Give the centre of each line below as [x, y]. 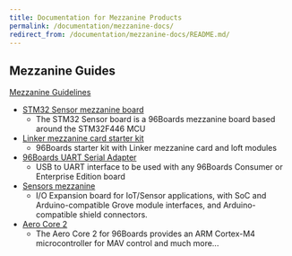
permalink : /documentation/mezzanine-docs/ [92, 26]
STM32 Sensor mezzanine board [83, 110]
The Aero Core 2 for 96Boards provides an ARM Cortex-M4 [145, 234]
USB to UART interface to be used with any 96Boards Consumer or [159, 167]
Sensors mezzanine [59, 186]
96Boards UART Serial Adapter [79, 157]
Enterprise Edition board [80, 177]
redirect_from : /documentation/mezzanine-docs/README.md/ [120, 34]
